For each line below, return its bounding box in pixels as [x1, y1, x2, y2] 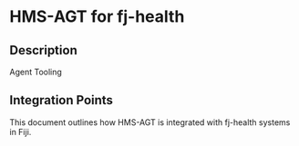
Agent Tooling [9, 66, 62, 77]
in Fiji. [9, 126, 32, 137]
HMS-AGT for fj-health [9, 6, 185, 27]
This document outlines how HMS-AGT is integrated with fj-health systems [9, 116, 291, 128]
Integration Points [9, 92, 114, 108]
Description [9, 43, 77, 58]
